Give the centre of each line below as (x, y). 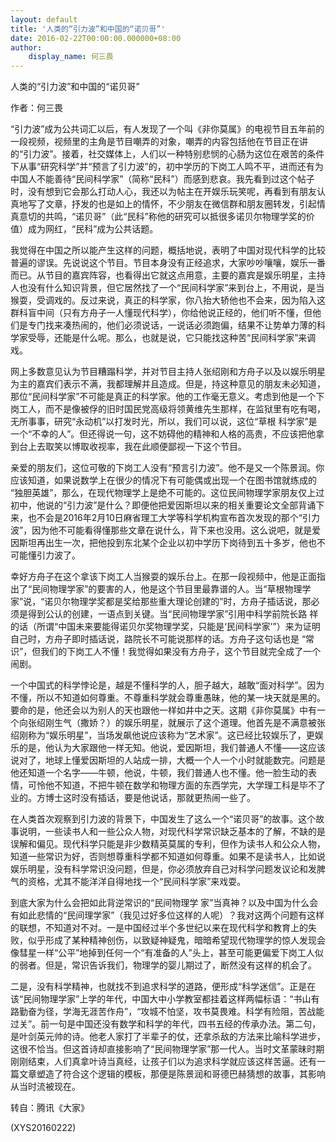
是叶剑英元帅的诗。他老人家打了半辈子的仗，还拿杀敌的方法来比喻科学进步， (168, 1037)
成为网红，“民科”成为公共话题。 (93, 229)
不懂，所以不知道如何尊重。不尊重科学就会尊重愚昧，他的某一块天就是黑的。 (168, 698)
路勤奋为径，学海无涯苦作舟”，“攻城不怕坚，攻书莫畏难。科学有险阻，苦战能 (167, 1012)
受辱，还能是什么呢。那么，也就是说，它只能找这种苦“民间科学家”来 (167, 338)
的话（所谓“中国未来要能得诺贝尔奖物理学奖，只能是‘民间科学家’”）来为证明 (165, 627)
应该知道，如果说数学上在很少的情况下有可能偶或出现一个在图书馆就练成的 (163, 480)
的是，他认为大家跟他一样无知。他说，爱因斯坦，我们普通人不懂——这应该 (172, 748)
